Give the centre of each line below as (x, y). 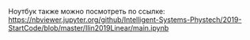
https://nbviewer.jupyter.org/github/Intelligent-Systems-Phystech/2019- (125, 20)
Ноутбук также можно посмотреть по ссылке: (87, 11)
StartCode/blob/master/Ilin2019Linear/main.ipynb (89, 28)
